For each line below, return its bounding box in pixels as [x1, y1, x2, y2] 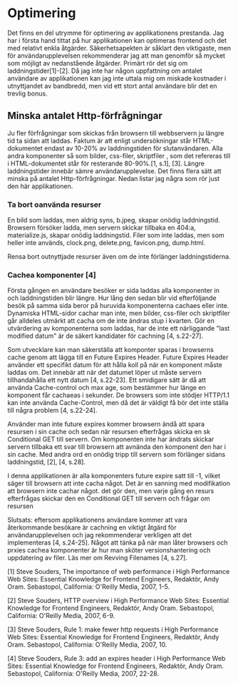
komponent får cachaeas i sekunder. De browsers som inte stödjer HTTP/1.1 [7, 391, 230, 400]
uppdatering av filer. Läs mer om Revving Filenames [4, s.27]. [7, 554, 187, 562]
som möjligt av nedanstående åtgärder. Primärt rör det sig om [7, 58, 188, 67]
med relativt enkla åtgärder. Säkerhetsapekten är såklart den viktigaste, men [7, 43, 232, 52]
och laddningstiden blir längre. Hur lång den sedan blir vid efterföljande [7, 294, 217, 302]
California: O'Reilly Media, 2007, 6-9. [7, 612, 115, 620]
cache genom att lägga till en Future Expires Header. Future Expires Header [7, 353, 229, 361]
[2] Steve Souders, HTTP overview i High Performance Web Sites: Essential [7, 597, 229, 605]
